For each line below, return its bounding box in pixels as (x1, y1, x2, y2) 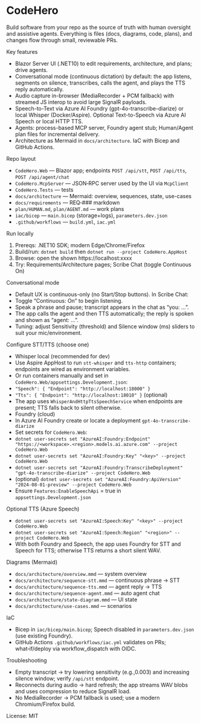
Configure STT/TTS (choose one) (6, 341, 89, 348)
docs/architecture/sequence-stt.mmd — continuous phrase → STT (14, 577, 180, 584)
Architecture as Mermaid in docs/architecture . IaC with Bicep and (14, 137, 180, 144)
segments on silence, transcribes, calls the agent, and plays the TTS (14, 79, 185, 86)
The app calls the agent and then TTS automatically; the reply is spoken (14, 309, 194, 317)
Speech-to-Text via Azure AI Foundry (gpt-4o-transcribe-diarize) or (14, 105, 184, 112)
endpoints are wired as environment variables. (14, 365, 131, 372)
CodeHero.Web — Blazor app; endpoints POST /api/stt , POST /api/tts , (14, 167, 187, 174)
